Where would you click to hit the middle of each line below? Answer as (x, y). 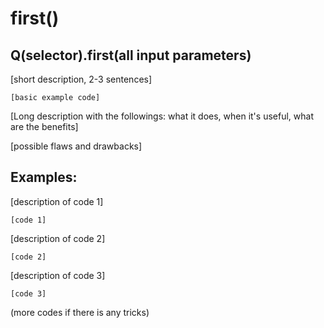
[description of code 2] (58, 238)
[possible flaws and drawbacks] (76, 146)
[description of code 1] (57, 201)
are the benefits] (44, 126)
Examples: (44, 177)
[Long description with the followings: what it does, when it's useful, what (162, 116)
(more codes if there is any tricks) (80, 312)
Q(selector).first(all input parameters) (131, 55)
